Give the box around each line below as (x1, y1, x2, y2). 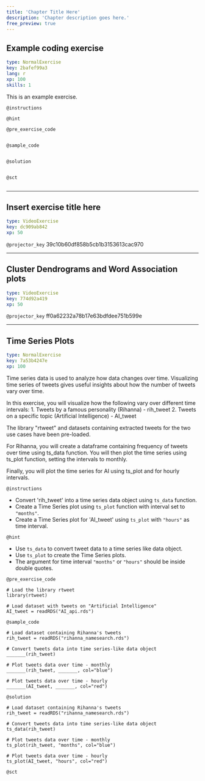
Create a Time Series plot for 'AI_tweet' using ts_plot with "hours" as (15, 516, 190, 523)
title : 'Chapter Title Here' (6, 9, 81, 15)
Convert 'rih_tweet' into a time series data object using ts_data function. (15, 496, 197, 503)
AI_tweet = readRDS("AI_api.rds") (6, 608, 95, 615)
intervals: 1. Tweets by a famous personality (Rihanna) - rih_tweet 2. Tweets (6, 405, 196, 413)
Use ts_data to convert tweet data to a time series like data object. (15, 545, 183, 552)
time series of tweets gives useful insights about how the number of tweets (6, 380, 196, 388)
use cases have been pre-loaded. (6, 431, 91, 438)
